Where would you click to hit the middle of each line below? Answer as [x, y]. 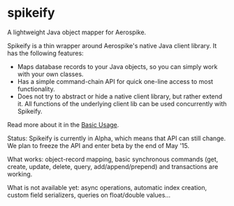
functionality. [36, 89]
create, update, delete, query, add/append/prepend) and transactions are [113, 166]
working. [20, 174]
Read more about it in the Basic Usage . [63, 124]
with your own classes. [50, 74]
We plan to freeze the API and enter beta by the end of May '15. [98, 145]
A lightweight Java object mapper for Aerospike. [77, 32]
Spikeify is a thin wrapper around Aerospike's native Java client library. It [112, 45]
